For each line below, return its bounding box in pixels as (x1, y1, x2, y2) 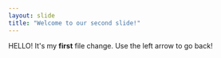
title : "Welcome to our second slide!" (8, 19, 141, 27)
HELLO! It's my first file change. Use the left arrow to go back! (8, 41, 213, 50)
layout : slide (8, 11, 56, 20)
